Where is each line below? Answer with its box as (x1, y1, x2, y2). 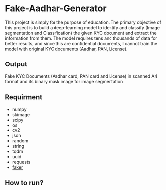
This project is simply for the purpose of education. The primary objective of (5, 19, 161, 25)
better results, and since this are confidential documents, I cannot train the (5, 40, 158, 46)
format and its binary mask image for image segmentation (5, 78, 123, 84)
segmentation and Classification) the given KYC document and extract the (5, 30, 157, 36)
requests (12, 159, 31, 165)
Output (5, 60, 27, 68)
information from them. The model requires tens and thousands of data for (5, 35, 157, 41)
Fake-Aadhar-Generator (5, 3, 107, 14)
